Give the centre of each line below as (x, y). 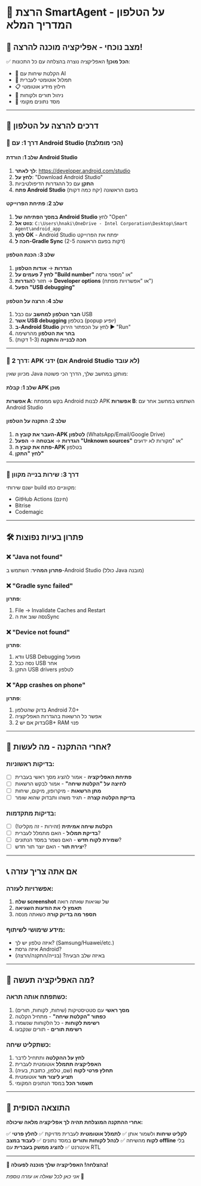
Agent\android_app (38, 229)
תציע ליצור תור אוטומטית (44, 1077)
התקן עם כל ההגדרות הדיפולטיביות (54, 183)
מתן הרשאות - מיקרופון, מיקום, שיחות (58, 791)
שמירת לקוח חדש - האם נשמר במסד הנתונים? (68, 840)
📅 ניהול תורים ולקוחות (39, 95)
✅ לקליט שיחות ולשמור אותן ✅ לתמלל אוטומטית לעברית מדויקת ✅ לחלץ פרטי (97, 1133)
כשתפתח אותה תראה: (37, 997)
